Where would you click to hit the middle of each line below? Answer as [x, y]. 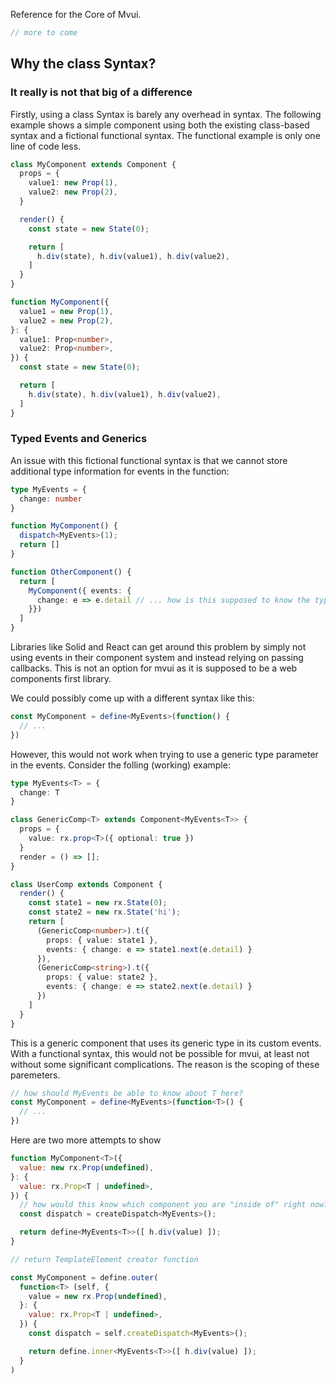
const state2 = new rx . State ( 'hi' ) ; [105, 912]
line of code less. [46, 146]
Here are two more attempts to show [86, 1140]
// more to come [44, 33]
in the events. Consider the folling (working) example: [120, 765]
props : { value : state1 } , [102, 940]
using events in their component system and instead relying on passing [157, 658]
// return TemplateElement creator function [104, 1259]
